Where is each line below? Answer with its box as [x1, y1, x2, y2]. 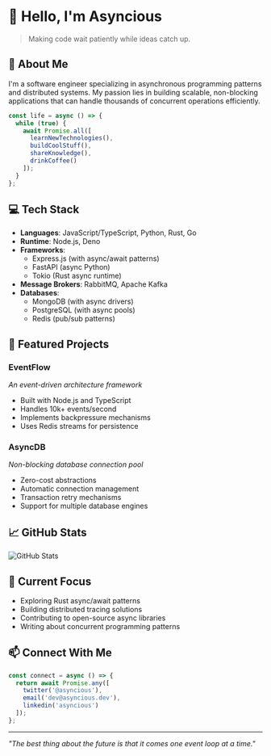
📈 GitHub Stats [8, 525, 87, 540]
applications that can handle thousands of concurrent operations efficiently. [8, 96, 261, 106]
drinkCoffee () [29, 157, 78, 165]
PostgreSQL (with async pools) [31, 305, 135, 315]
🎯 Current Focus [8, 574, 92, 588]
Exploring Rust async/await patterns [19, 595, 141, 605]
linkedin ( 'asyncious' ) [23, 702, 99, 710]
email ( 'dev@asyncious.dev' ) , [23, 694, 121, 702]
